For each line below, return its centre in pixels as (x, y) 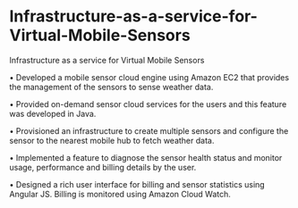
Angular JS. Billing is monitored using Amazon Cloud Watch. (120, 194)
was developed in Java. (53, 113)
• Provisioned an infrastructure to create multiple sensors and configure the (149, 130)
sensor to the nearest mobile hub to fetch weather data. (112, 140)
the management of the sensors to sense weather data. (111, 87)
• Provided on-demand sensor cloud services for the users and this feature (148, 104)
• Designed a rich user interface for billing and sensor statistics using (137, 184)
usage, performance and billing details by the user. (103, 167)
